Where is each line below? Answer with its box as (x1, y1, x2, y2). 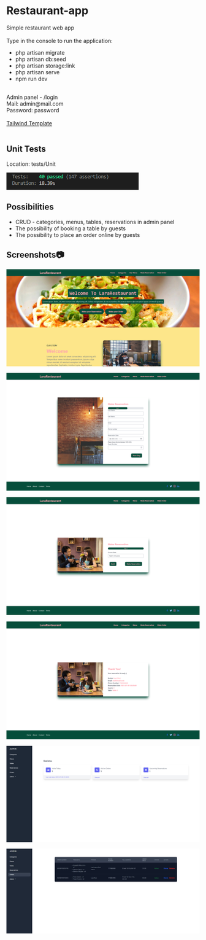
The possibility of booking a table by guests (15, 225, 126, 232)
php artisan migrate (15, 49, 65, 56)
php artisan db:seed (15, 55, 66, 63)
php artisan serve (15, 68, 60, 76)
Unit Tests (6, 144, 46, 154)
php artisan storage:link (15, 62, 75, 69)
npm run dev (15, 75, 48, 82)
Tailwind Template (6, 119, 53, 126)
